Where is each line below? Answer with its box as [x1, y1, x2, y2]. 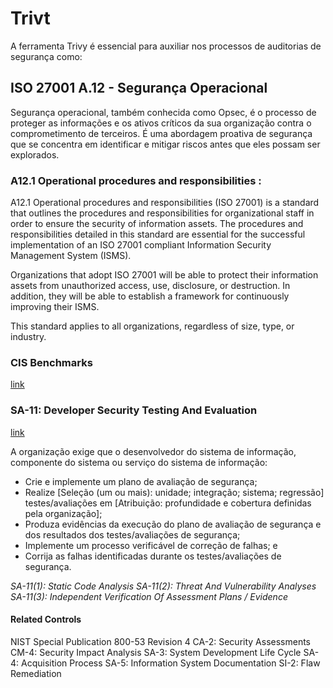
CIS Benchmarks [10, 355, 93, 369]
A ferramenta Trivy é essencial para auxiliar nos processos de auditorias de [10, 40, 322, 52]
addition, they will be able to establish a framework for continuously [10, 290, 290, 302]
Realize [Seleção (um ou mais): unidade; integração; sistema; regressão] [24, 486, 325, 498]
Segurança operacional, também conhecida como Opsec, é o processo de [10, 106, 317, 118]
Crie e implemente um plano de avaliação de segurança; [24, 475, 258, 487]
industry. [10, 331, 47, 343]
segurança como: [10, 50, 83, 62]
